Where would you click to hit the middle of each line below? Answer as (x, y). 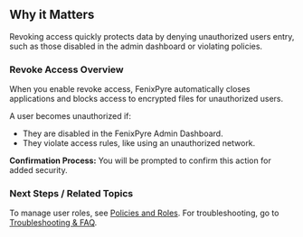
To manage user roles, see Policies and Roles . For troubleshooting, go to (144, 213)
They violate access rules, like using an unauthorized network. (139, 143)
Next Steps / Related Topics (71, 194)
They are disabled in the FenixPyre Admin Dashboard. (123, 133)
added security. (38, 170)
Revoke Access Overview (66, 69)
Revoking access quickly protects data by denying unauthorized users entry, (152, 36)
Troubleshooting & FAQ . (53, 223)
